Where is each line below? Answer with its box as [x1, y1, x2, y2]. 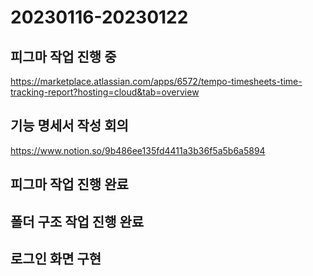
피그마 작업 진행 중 [10, 48, 117, 65]
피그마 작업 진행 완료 [10, 176, 129, 193]
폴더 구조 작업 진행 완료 [10, 213, 145, 230]
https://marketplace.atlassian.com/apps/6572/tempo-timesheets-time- [10, 76, 303, 87]
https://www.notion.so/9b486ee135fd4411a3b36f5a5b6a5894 [10, 144, 266, 156]
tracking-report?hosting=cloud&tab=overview [10, 86, 200, 98]
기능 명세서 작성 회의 [10, 117, 129, 135]
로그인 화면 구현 [10, 250, 102, 267]
